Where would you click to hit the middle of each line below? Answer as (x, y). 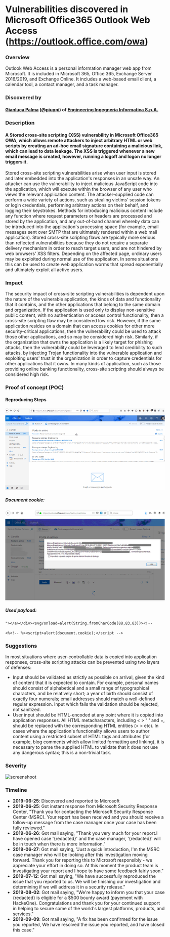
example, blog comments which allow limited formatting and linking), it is (88, 742)
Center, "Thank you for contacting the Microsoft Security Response (83, 812)
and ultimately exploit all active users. (44, 270)
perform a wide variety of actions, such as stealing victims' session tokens (83, 200)
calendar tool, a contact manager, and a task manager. (62, 84)
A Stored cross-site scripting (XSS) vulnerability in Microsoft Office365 (82, 135)
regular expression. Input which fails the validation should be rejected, (86, 704)
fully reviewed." (29, 828)
